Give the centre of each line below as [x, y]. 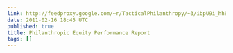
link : [15, 13]
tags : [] [20, 39]
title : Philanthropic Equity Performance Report [79, 33]
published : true [31, 26]
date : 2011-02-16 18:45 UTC [48, 20]
